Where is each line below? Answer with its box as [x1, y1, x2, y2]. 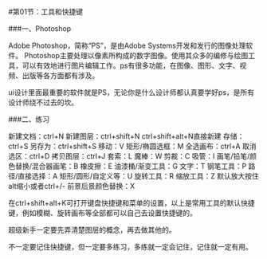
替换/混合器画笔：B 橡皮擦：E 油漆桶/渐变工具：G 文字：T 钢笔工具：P [14, 162, 247, 171]
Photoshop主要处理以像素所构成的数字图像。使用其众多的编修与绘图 [23, 51, 249, 60]
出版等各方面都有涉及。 [22, 71, 100, 80]
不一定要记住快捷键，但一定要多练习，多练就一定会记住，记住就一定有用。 [8, 242, 253, 251]
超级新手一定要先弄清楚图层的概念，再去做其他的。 [8, 226, 176, 234]
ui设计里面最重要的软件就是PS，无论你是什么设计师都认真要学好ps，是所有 [8, 88, 255, 97]
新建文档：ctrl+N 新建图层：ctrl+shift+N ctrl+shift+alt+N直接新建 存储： [8, 131, 245, 141]
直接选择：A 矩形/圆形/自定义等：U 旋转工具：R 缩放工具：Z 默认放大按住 [18, 171, 259, 181]
